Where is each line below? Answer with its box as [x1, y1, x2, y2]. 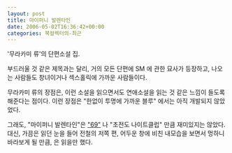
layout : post [7, 10, 45, 17]
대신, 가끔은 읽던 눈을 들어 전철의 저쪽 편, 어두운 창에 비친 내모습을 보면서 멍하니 [7, 129, 225, 138]
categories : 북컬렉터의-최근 [7, 29, 82, 37]
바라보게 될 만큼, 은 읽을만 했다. [7, 138, 93, 147]
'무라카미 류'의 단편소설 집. [7, 50, 80, 58]
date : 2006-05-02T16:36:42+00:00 [7, 23, 105, 30]
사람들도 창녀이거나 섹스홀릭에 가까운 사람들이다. [14, 73, 147, 82]
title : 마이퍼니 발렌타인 [7, 17, 71, 24]
